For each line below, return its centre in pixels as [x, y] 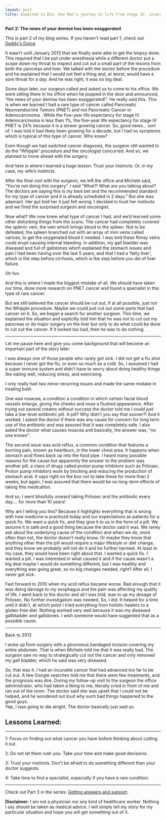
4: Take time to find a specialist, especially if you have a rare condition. [77, 778]
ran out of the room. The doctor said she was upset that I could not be [77, 691]
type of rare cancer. [25, 293]
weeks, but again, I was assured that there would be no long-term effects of [82, 481]
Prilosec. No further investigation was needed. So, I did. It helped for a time [82, 599]
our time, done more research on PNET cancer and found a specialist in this [82, 288]
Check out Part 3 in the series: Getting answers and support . [67, 792]
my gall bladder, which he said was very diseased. [56, 660]
